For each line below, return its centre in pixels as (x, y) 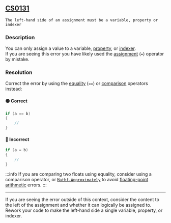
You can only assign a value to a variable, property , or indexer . (71, 48)
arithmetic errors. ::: (26, 185)
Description (20, 37)
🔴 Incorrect (17, 139)
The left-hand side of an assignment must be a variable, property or (82, 20)
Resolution (19, 72)
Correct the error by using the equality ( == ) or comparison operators (77, 83)
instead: (14, 89)
